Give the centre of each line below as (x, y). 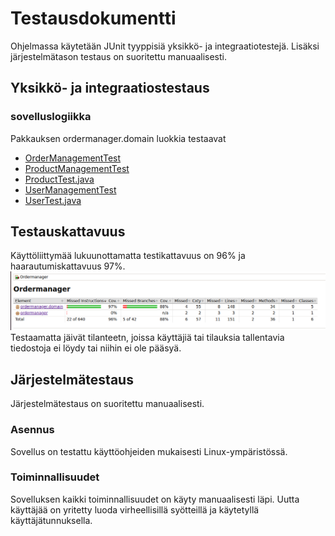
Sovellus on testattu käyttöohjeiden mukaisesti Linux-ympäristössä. (149, 451)
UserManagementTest (70, 189)
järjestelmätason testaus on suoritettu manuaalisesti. (118, 56)
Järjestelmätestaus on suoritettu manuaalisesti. (107, 404)
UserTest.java (53, 200)
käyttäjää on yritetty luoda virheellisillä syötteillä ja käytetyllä (135, 509)
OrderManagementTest (73, 158)
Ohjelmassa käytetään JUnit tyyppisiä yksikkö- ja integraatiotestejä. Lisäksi (165, 46)
